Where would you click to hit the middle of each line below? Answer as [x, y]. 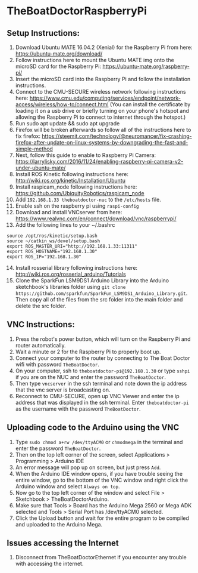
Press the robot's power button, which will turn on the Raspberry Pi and [103, 339]
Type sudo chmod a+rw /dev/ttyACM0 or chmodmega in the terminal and [99, 442]
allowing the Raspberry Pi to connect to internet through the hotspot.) [100, 117]
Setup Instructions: [43, 33]
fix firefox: [28, 136]
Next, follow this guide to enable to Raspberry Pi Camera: [86, 155]
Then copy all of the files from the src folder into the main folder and [99, 299]
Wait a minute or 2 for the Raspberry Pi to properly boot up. [88, 352]
